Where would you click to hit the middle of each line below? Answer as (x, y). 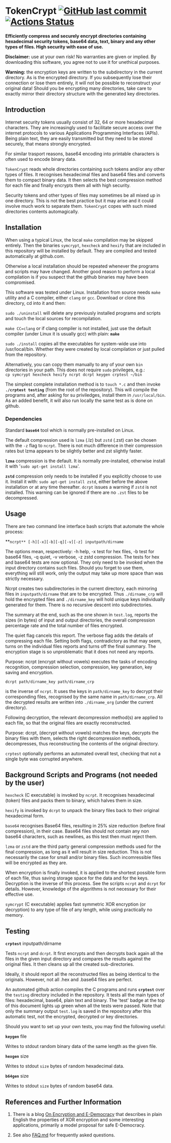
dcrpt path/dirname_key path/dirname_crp (50, 682)
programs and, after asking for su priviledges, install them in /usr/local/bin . (85, 395)
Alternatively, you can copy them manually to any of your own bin (74, 364)
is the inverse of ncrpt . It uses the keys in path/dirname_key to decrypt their (84, 691)
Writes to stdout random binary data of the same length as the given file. (81, 1046)
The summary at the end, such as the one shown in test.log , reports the (81, 614)
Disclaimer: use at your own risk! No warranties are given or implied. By (81, 57)
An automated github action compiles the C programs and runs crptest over (85, 990)
